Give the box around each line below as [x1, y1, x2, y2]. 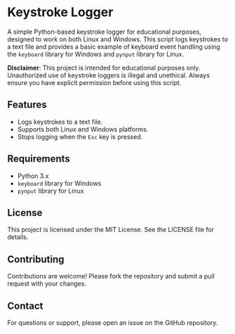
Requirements [7, 153, 70, 165]
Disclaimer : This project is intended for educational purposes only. [7, 63, 201, 72]
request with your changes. [7, 279, 86, 288]
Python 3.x [17, 172, 49, 180]
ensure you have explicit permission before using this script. [7, 78, 182, 86]
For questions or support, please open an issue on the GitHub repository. [7, 319, 218, 327]
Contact [7, 300, 43, 311]
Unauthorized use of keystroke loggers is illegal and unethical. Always [7, 71, 210, 79]
